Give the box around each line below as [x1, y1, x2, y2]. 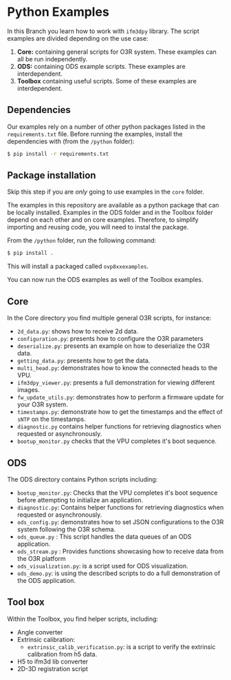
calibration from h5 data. [27, 650, 98, 658]
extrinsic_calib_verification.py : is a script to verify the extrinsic [27, 642, 216, 651]
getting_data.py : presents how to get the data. [16, 356, 151, 365]
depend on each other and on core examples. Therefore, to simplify [7, 216, 199, 224]
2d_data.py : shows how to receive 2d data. [16, 327, 139, 336]
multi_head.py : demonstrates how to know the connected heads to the [16, 364, 218, 372]
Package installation [7, 169, 96, 181]
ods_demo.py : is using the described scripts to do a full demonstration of [16, 569, 221, 577]
